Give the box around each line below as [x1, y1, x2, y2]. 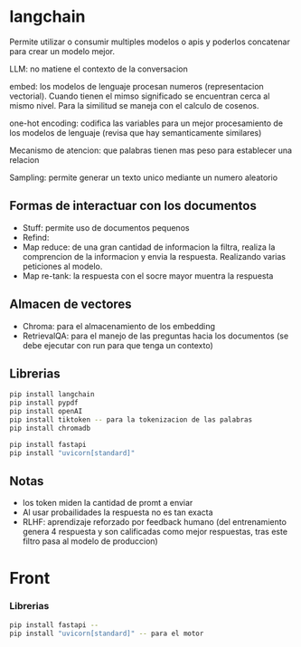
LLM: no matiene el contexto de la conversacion [9, 63, 188, 74]
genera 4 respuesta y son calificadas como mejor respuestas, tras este [22, 527, 287, 538]
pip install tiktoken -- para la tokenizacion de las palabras [9, 415, 253, 424]
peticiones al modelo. [22, 261, 103, 271]
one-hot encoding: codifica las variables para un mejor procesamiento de [9, 118, 283, 128]
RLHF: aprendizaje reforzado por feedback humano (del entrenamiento [22, 517, 287, 528]
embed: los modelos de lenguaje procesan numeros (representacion [9, 81, 264, 91]
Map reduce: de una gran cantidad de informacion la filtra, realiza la [22, 242, 276, 252]
